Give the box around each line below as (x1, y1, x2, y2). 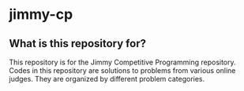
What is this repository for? (9, 37, 147, 50)
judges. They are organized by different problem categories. (9, 75, 205, 83)
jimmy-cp (9, 5, 73, 24)
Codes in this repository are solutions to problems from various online (9, 66, 236, 75)
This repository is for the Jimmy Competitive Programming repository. (9, 57, 236, 67)
